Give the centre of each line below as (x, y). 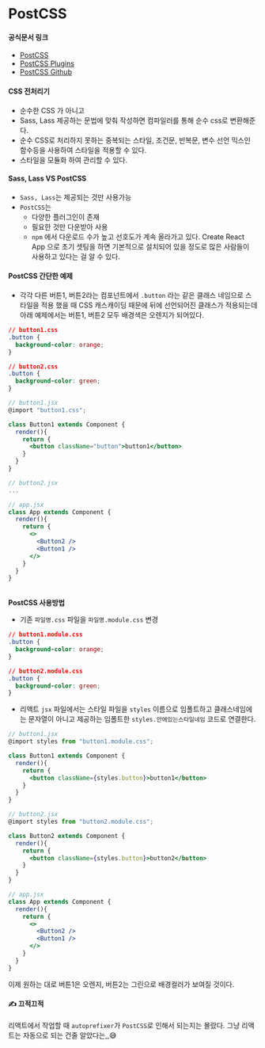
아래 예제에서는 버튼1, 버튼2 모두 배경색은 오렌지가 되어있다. (112, 315)
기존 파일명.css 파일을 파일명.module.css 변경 (89, 619)
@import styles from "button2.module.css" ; (81, 821)
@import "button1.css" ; (47, 410)
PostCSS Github (46, 72)
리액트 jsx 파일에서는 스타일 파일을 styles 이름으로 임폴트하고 (116, 709)
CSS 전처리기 (29, 91)
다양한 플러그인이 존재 (66, 217)
